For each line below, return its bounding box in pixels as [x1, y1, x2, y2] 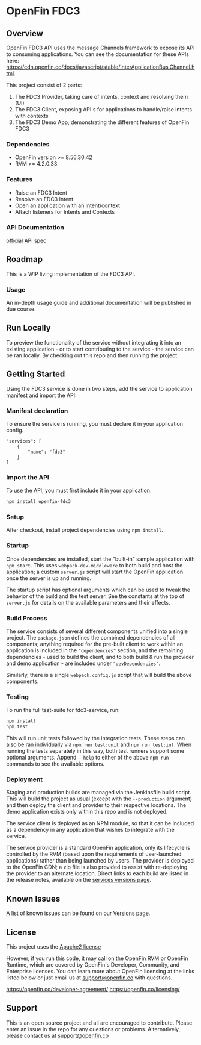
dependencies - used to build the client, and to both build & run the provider [6, 653, 194, 660]
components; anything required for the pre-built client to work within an [6, 640, 184, 647]
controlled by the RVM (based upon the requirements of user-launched [6, 850, 182, 858]
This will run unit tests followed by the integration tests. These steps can [6, 735, 185, 742]
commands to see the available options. [6, 760, 105, 767]
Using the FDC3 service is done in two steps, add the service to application [6, 385, 193, 392]
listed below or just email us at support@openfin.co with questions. [6, 974, 173, 981]
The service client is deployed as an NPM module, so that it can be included [6, 820, 194, 827]
